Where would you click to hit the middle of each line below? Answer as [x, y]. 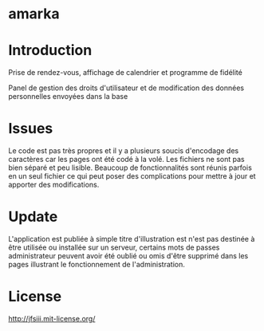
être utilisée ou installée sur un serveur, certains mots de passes [114, 247]
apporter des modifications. [54, 185]
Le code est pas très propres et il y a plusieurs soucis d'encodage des [124, 151]
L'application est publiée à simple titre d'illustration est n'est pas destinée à [132, 239]
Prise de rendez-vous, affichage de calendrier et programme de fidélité [126, 73]
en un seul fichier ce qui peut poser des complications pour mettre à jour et [132, 176]
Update [33, 217]
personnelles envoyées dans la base [68, 97]
